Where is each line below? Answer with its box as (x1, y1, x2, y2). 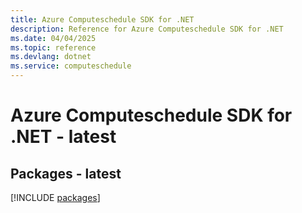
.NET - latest (10, 126, 117, 148)
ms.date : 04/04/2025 (10, 33, 97, 43)
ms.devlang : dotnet (10, 52, 92, 62)
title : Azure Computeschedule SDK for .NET (10, 14, 195, 25)
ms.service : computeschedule (10, 61, 132, 71)
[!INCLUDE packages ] (10, 192, 101, 203)
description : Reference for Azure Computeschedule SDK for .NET (10, 24, 284, 34)
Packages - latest (10, 165, 122, 182)
